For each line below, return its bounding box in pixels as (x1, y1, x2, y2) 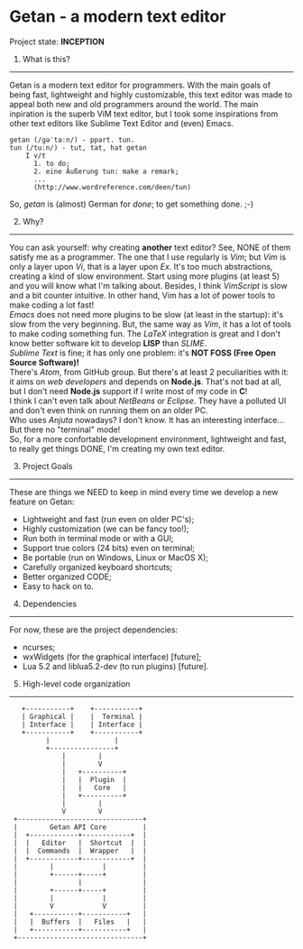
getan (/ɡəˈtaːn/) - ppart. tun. (9, 135, 135, 144)
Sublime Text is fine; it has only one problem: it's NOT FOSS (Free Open (9, 347, 277, 358)
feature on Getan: (9, 496, 75, 507)
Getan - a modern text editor (9, 6, 226, 27)
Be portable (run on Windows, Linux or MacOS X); (22, 552, 209, 563)
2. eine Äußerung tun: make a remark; (32, 167, 179, 176)
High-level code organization (22, 678, 131, 689)
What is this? (22, 53, 70, 64)
